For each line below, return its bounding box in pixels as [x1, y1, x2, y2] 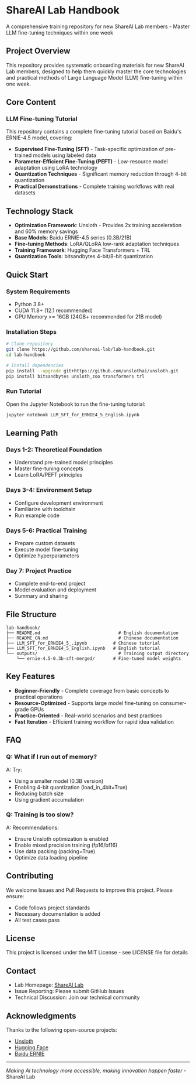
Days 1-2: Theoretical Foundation [6, 446, 102, 454]
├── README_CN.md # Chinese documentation [6, 635, 179, 641]
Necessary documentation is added [14, 910, 101, 917]
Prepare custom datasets [14, 539, 75, 546]
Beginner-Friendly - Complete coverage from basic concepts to [14, 687, 169, 694]
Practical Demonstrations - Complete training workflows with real [14, 183, 174, 190]
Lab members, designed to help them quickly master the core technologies [6, 68, 187, 75]
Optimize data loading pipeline [14, 854, 88, 861]
